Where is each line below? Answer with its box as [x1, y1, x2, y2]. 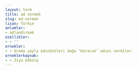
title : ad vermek [5, 12, 41, 17]
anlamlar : [5, 26, 26, 31]
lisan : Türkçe [5, 21, 35, 26]
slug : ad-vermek [5, 16, 39, 21]
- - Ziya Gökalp [5, 58, 39, 63]
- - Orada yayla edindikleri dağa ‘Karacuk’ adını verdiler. [5, 48, 134, 53]
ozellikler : [5, 35, 30, 40]
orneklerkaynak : [5, 53, 39, 58]
